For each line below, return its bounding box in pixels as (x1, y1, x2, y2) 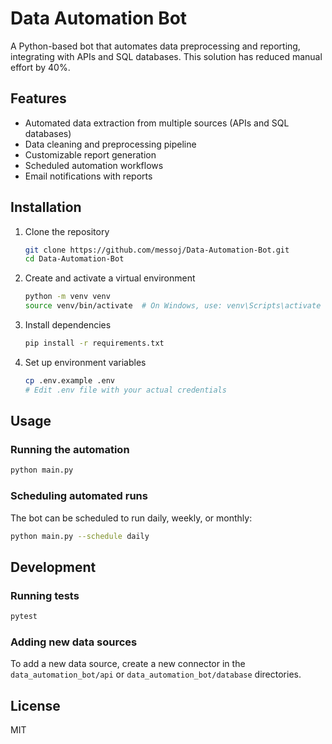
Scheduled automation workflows (24, 159, 164, 171)
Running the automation (10, 443, 130, 456)
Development (10, 558, 97, 576)
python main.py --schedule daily (10, 531, 150, 541)
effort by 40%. (10, 61, 71, 73)
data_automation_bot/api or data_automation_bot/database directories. (10, 668, 302, 681)
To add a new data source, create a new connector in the (10, 658, 246, 670)
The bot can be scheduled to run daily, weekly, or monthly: (10, 512, 253, 524)
